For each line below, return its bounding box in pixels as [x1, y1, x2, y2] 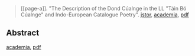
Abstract [6, 28, 40, 38]
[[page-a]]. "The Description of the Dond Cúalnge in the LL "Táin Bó [20, 5, 187, 12]
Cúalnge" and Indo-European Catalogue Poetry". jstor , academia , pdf [20, 11, 189, 18]
